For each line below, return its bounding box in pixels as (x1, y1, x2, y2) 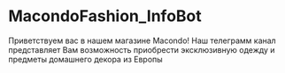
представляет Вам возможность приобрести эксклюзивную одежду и (8, 44, 275, 55)
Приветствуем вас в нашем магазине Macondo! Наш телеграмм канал (8, 35, 276, 46)
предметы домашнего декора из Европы (8, 54, 163, 64)
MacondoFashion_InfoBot (8, 6, 203, 26)
